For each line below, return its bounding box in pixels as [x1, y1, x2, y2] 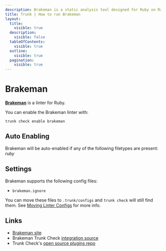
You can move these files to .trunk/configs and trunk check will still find [5, 197, 153, 203]
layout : [5, 16, 21, 21]
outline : [9, 48, 28, 53]
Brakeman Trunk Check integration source [12, 235, 99, 241]
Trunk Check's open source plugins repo [12, 240, 95, 246]
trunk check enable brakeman [5, 119, 65, 124]
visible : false [14, 35, 45, 40]
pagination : [9, 58, 35, 63]
